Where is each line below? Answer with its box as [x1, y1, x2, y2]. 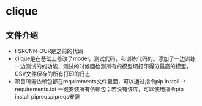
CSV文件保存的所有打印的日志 [14, 70, 91, 77]
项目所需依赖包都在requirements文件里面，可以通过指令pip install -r [14, 78, 186, 85]
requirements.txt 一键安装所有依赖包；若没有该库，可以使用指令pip [14, 85, 184, 93]
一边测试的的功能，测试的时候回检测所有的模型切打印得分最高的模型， [14, 63, 192, 69]
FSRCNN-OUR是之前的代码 [14, 48, 83, 54]
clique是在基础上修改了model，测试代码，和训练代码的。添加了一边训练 [14, 55, 196, 62]
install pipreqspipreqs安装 [14, 93, 80, 100]
